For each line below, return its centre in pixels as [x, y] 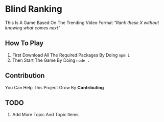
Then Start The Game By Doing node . [51, 60]
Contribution [25, 76]
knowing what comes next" [33, 27]
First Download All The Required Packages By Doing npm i [71, 55]
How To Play [24, 43]
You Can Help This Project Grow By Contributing [55, 87]
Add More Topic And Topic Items [45, 115]
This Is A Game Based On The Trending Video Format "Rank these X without [82, 23]
